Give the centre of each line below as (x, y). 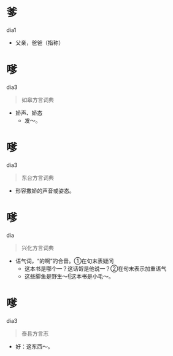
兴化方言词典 (37, 248)
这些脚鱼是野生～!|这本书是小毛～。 (69, 276)
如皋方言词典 (37, 99)
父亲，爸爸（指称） (40, 42)
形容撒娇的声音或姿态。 (45, 190)
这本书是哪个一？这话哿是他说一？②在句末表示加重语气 (95, 268)
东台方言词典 (37, 177)
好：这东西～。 (34, 346)
